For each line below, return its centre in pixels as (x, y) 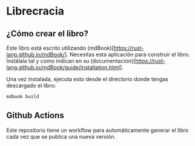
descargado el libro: (31, 85)
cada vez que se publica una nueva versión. (61, 136)
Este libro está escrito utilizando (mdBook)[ (60, 48)
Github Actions (35, 115)
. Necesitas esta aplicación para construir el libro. (128, 55)
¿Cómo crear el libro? (48, 34)
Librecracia (35, 11)
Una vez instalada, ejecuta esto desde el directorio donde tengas (87, 79)
